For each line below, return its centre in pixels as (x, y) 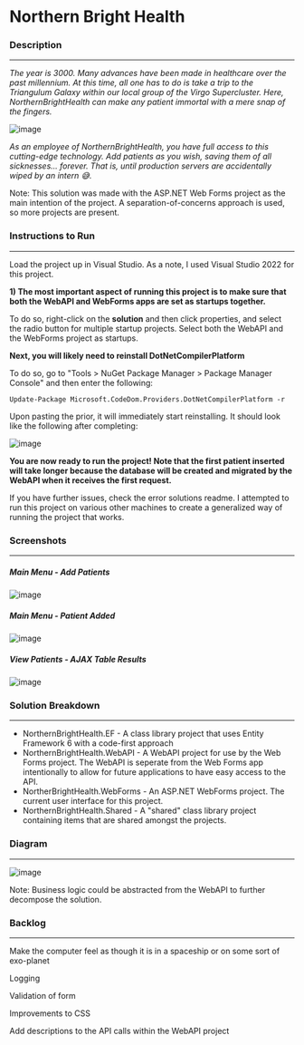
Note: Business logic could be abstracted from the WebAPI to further (137, 889)
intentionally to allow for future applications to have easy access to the (154, 772)
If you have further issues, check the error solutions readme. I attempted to (149, 498)
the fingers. (31, 111)
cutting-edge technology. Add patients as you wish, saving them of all (141, 157)
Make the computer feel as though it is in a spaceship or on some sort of (145, 951)
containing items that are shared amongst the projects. (124, 820)
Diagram (28, 844)
